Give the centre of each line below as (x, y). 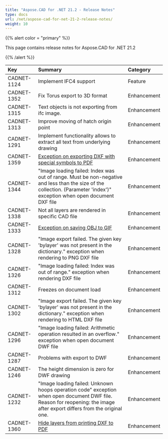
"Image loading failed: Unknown (76, 383)
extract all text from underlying (74, 142)
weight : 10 (16, 24)
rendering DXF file (59, 278)
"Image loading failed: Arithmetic (76, 328)
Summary (50, 70)
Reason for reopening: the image (76, 402)
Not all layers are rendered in (72, 210)
